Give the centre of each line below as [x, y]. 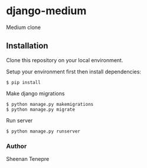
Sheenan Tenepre [28, 159]
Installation [27, 46]
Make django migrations [35, 93]
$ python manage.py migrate [41, 109]
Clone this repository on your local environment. [65, 60]
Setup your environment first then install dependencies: [74, 72]
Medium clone [24, 27]
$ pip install [24, 82]
